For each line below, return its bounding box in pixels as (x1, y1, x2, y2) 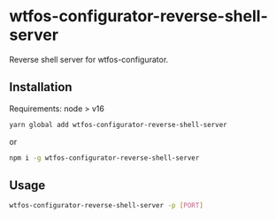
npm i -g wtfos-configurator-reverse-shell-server (9, 153, 200, 162)
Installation (9, 79, 73, 94)
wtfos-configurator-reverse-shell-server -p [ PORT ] (9, 201, 203, 210)
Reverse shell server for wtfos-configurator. (9, 54, 169, 64)
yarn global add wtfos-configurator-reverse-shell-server (9, 120, 227, 129)
